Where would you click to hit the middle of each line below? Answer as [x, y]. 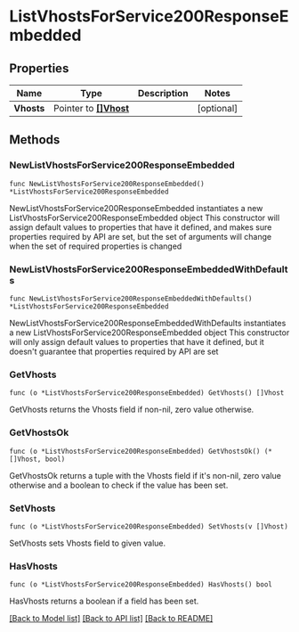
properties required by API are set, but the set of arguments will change [141, 236]
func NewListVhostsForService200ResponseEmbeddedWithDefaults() [131, 299]
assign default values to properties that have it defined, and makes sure [141, 227]
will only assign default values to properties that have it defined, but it [137, 341]
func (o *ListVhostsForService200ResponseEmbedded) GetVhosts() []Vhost [147, 393]
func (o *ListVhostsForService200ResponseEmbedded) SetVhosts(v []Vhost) [149, 526]
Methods [35, 140]
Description [163, 93]
